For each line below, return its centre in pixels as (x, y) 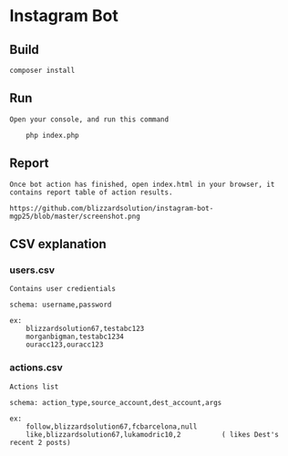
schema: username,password (61, 305)
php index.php (52, 135)
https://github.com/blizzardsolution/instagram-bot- (112, 208)
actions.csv (36, 368)
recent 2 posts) (40, 442)
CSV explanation (58, 244)
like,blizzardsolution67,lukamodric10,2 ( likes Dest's (153, 434)
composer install (42, 70)
